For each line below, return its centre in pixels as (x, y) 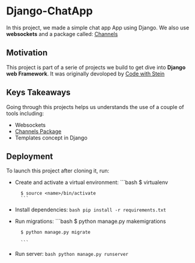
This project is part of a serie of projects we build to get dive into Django (96, 67)
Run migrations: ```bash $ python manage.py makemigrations (90, 221)
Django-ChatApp (49, 11)
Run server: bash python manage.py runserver (72, 254)
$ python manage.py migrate (56, 232)
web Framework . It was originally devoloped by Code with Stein (85, 74)
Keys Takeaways (38, 93)
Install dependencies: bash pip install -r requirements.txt (90, 210)
